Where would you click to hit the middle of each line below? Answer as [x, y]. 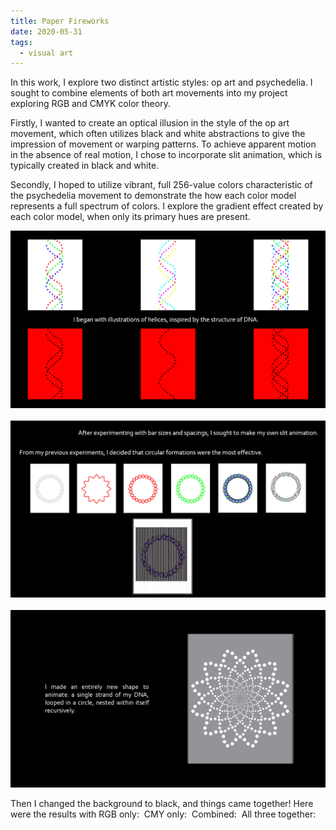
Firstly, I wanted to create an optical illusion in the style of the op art [150, 123]
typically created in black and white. [85, 166]
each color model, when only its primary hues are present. [130, 217]
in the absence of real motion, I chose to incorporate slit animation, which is [166, 155]
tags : [21, 42]
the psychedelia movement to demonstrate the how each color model [153, 196]
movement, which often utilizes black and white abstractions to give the [158, 134]
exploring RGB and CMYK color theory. [90, 104]
